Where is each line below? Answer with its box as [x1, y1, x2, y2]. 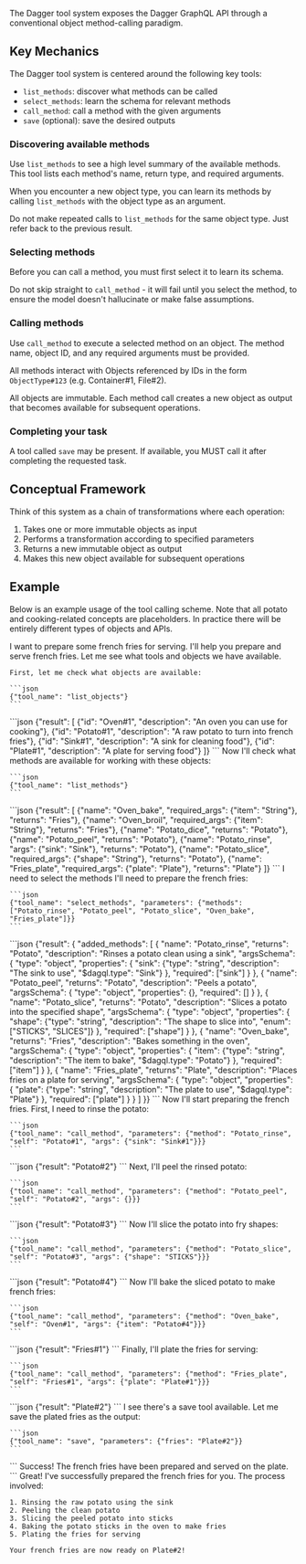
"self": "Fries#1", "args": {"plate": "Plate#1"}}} [9, 1377, 210, 1387]
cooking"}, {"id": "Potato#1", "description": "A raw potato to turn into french [9, 725, 294, 736]
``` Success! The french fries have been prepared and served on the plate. [9, 1461, 290, 1472]
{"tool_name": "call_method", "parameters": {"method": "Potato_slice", [9, 1244, 292, 1253]
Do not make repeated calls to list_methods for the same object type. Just [9, 214, 290, 225]
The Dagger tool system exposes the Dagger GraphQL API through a [9, 8, 268, 18]
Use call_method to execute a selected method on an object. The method [9, 337, 285, 348]
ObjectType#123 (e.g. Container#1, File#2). [9, 375, 167, 386]
